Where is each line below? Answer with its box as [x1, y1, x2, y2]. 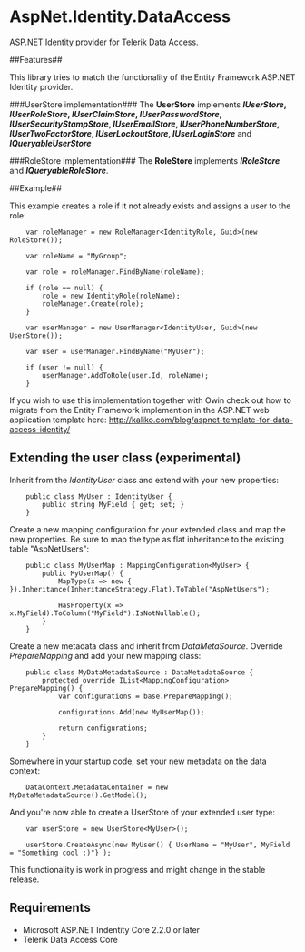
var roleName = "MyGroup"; [25, 251, 128, 260]
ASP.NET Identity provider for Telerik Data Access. [9, 36, 199, 47]
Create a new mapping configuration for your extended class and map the [9, 523, 286, 534]
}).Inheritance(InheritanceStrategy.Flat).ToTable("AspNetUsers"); [9, 584, 271, 593]
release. [9, 874, 40, 885]
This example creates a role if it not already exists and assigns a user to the [9, 200, 291, 211]
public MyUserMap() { [42, 569, 124, 578]
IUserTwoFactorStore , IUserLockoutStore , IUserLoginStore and [9, 127, 252, 138]
